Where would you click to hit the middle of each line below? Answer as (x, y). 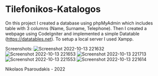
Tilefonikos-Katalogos (53, 9)
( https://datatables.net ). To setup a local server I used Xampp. (69, 39)
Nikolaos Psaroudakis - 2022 (35, 69)
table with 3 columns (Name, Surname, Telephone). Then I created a (76, 28)
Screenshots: (19, 48)
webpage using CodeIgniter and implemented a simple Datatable (72, 33)
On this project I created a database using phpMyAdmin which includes (79, 23)
